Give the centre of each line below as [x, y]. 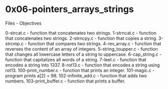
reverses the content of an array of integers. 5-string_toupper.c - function [81, 49]
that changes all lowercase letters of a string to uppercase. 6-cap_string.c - [83, 54]
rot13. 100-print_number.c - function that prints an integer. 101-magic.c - [80, 70]
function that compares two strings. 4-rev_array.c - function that [95, 43]
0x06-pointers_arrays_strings [70, 9]
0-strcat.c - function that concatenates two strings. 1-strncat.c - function [81, 33]
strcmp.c [14, 43]
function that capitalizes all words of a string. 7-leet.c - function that [76, 59]
